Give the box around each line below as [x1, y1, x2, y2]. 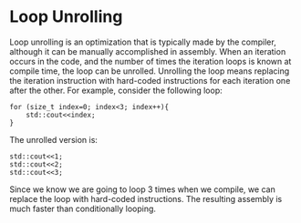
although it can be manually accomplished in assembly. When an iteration [9, 46, 286, 56]
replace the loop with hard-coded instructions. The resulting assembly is [9, 193, 283, 204]
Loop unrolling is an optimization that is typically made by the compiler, [9, 36, 276, 47]
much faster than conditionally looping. [9, 203, 157, 214]
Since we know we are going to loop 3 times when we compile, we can [9, 184, 275, 195]
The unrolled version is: [9, 134, 99, 145]
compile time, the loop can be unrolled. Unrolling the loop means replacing [9, 66, 290, 76]
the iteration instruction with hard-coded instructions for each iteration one [9, 75, 291, 86]
